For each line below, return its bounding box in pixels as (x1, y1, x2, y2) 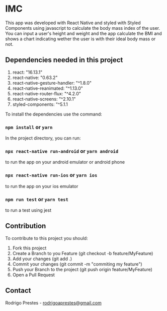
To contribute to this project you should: (5, 235, 88, 241)
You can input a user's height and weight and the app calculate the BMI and (5, 30, 162, 36)
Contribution (5, 222, 46, 230)
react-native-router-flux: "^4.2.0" (12, 90, 81, 96)
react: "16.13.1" (12, 69, 43, 75)
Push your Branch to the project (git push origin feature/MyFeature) (12, 266, 152, 272)
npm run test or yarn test (5, 196, 69, 203)
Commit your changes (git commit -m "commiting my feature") (12, 261, 142, 267)
